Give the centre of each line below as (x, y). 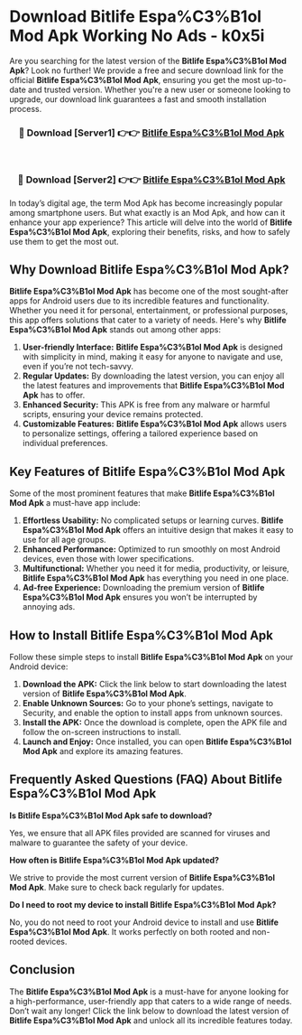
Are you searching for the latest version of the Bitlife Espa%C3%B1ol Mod (148, 61)
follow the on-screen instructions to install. (102, 732)
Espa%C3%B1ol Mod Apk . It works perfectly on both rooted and (130, 931)
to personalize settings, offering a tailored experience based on (140, 434)
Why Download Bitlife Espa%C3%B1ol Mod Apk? (149, 270)
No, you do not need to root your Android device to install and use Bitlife (144, 922)
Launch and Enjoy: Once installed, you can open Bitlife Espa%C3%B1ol (157, 741)
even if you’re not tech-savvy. (78, 367)
